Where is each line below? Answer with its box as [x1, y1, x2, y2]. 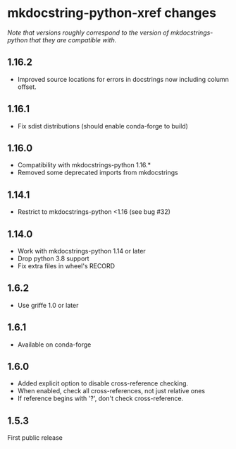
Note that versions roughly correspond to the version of [7, 28, 169, 37]
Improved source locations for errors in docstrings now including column [17, 75, 229, 83]
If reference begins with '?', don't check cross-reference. [17, 394, 184, 403]
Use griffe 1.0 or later [17, 301, 79, 309]
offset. [17, 83, 37, 91]
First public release [7, 433, 63, 442]
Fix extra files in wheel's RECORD [17, 262, 115, 270]
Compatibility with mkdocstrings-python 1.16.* [17, 161, 151, 169]
